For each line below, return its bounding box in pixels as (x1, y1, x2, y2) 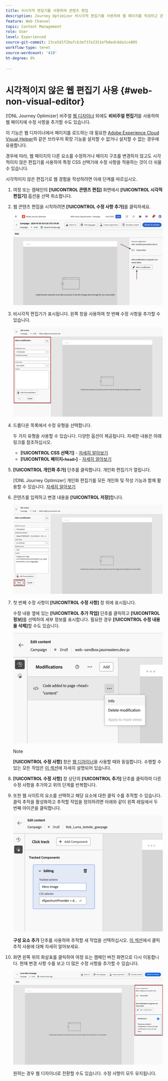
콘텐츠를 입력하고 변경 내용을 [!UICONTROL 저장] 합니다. (12, 494, 124, 501)
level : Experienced (5, 35, 46, 40)
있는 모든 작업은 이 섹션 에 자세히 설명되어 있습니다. (12, 765, 112, 771)
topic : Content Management (5, 24, 62, 29)
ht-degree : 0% (5, 56, 35, 61)
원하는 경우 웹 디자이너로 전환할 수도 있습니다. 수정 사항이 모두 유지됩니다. (12, 1070, 157, 1076)
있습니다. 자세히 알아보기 (27, 484, 76, 490)
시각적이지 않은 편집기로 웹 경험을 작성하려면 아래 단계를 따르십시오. (5, 176, 138, 182)
